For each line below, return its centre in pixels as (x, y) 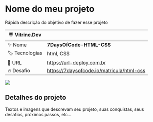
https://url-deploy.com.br (76, 63)
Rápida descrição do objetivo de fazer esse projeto (56, 22)
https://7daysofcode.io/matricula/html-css (96, 70)
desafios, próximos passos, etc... (38, 114)
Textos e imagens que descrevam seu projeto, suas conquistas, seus (75, 109)
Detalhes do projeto (36, 97)
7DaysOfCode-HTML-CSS (79, 45)
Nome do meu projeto (50, 9)
